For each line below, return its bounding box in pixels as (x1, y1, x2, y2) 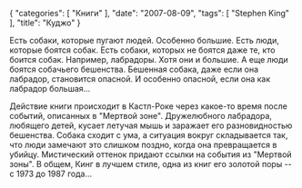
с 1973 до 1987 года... (9, 168, 93, 179)
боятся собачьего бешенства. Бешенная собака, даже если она (9, 64, 259, 74)
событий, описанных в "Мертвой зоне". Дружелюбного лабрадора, (9, 111, 273, 121)
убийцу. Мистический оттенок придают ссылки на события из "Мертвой (9, 149, 293, 160)
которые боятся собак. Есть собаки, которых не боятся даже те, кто (9, 45, 276, 55)
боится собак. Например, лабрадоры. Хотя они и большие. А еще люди (9, 54, 288, 64)
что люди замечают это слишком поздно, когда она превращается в (9, 140, 277, 150)
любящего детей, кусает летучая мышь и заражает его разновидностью (9, 120, 293, 131)
